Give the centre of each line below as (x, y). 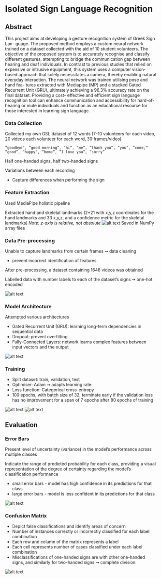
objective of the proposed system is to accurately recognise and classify (77, 54)
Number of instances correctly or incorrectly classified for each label (81, 531)
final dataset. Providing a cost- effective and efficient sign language (73, 95)
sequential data (27, 331)
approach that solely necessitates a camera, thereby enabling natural (87, 74)
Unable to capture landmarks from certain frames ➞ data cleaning (71, 251)
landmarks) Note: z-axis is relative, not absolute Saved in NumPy (80, 223)
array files (15, 228)
